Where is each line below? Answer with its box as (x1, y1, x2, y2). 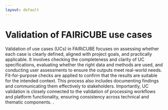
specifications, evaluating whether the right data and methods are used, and (5, 61, 163, 68)
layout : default (5, 7, 39, 13)
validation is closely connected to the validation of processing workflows (5, 88, 156, 94)
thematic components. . (5, 99, 54, 105)
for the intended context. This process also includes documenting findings (5, 77, 159, 83)
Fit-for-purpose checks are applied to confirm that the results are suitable (5, 72, 158, 78)
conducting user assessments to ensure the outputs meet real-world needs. (5, 67, 162, 73)
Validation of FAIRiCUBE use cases (5, 29, 152, 40)
